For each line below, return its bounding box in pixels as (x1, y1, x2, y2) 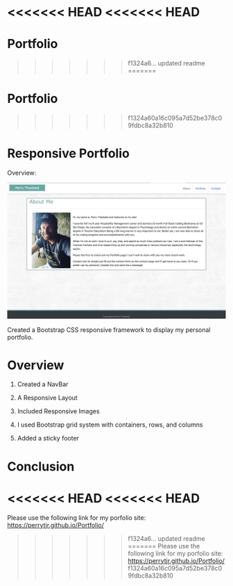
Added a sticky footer (17, 434, 80, 443)
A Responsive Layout (17, 394, 78, 402)
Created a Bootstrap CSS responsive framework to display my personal (7, 325, 211, 334)
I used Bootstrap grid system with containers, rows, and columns (17, 420, 203, 429)
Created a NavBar (17, 380, 69, 388)
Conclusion (7, 459, 75, 474)
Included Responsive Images (17, 407, 100, 415)
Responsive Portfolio (7, 145, 130, 161)
